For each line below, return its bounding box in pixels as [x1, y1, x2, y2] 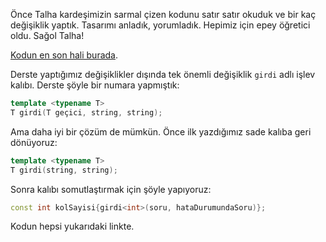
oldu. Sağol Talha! [10, 30, 85, 41]
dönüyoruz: [10, 136, 58, 148]
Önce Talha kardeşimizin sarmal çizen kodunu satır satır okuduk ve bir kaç [10, 9, 317, 20]
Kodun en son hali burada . [10, 49, 118, 61]
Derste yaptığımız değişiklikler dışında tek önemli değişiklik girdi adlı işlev [10, 69, 316, 80]
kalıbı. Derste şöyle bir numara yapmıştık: [10, 79, 180, 91]
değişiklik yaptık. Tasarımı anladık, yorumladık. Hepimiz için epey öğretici [10, 19, 311, 31]
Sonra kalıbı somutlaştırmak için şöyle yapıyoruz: [10, 183, 212, 195]
